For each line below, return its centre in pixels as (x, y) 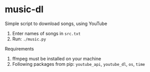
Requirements (19, 49)
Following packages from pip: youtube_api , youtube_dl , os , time (79, 64)
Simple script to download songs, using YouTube (56, 23)
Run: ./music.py (29, 39)
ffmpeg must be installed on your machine (57, 58)
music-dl (24, 9)
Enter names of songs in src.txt (46, 33)
